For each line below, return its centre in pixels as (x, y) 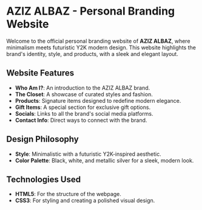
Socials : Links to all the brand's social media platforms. (84, 113)
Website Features (40, 73)
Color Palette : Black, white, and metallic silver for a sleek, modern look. (104, 160)
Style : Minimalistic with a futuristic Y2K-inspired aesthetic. (88, 154)
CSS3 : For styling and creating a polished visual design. (85, 201)
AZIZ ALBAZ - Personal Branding (91, 11)
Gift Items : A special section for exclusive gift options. (82, 107)
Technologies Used (43, 179)
